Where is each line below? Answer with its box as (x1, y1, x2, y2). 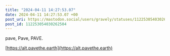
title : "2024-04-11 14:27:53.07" (5, 7, 76, 13)
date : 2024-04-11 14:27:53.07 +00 (5, 12, 78, 17)
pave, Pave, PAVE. (5, 35, 44, 41)
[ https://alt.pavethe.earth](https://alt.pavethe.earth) (5, 45, 113, 51)
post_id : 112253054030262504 (5, 21, 67, 27)
